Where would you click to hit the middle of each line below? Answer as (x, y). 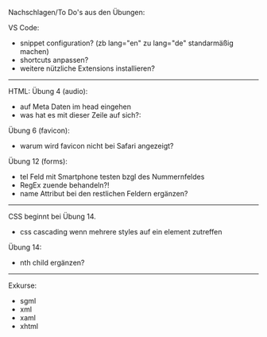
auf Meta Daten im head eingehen (75, 107)
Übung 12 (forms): (38, 161)
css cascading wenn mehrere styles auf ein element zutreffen (121, 232)
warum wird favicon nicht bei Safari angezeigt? (97, 146)
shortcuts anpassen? (54, 60)
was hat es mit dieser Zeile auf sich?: (80, 115)
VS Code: (24, 27)
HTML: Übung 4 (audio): (48, 91)
